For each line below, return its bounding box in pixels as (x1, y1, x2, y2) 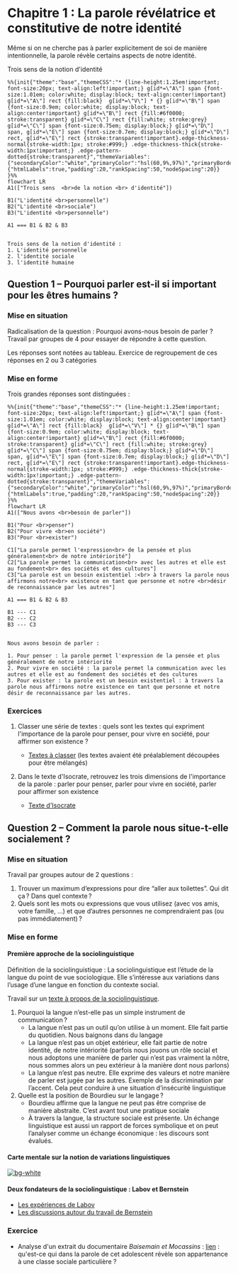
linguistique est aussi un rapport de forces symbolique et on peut (28, 1122, 219, 1130)
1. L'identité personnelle (7, 247, 87, 254)
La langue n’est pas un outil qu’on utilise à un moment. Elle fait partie (28, 1024, 229, 1032)
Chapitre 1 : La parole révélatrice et (7, 5, 216, 21)
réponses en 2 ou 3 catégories (7, 355, 97, 364)
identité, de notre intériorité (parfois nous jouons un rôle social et (28, 1046, 218, 1055)
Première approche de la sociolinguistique (7, 950, 135, 958)
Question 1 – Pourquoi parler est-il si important (7, 279, 217, 291)
